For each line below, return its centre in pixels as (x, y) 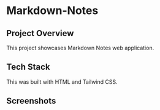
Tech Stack (28, 67)
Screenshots (31, 101)
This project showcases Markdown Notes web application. (80, 48)
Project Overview (40, 33)
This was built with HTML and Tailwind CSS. (62, 82)
